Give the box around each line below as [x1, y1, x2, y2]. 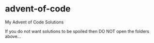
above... [5, 33, 21, 39]
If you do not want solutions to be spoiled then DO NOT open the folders [5, 28, 149, 34]
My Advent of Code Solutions [5, 19, 64, 25]
